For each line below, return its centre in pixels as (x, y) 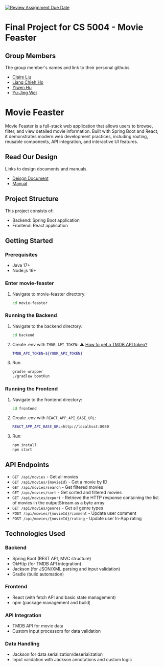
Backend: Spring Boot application (46, 220)
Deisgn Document (30, 178)
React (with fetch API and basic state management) (64, 597)
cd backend (23, 335)
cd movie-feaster (30, 303)
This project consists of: (29, 211)
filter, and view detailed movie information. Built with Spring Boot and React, (82, 131)
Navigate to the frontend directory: (47, 400)
